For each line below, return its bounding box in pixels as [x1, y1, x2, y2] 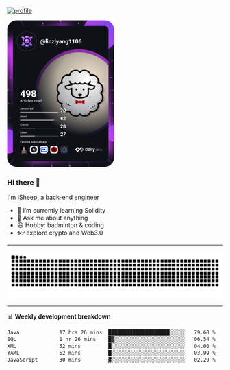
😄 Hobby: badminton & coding [16, 221, 105, 229]
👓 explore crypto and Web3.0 [16, 229, 103, 237]
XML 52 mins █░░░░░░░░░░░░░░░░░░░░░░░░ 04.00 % [7, 343, 216, 349]
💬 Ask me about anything [16, 213, 88, 222]
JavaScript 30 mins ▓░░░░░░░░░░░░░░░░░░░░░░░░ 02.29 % [7, 356, 216, 363]
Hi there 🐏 [7, 177, 41, 187]
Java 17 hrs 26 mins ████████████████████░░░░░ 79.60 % [7, 329, 216, 336]
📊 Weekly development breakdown [7, 312, 111, 321]
